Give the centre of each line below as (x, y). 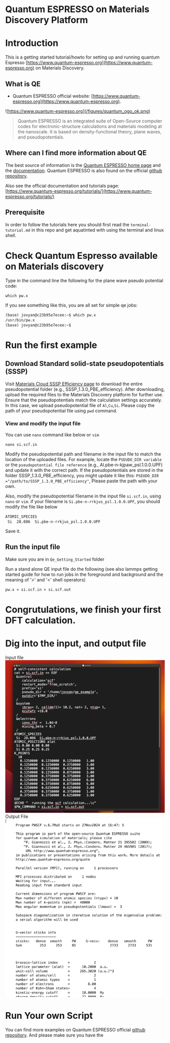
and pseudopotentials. (41, 137)
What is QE (23, 84)
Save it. (13, 531)
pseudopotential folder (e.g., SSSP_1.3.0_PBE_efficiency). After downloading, (85, 389)
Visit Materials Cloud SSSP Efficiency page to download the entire (74, 384)
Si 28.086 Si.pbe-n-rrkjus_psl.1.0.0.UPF (54, 522)
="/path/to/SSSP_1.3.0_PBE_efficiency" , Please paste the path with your (81, 481)
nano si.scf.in (21, 444)
